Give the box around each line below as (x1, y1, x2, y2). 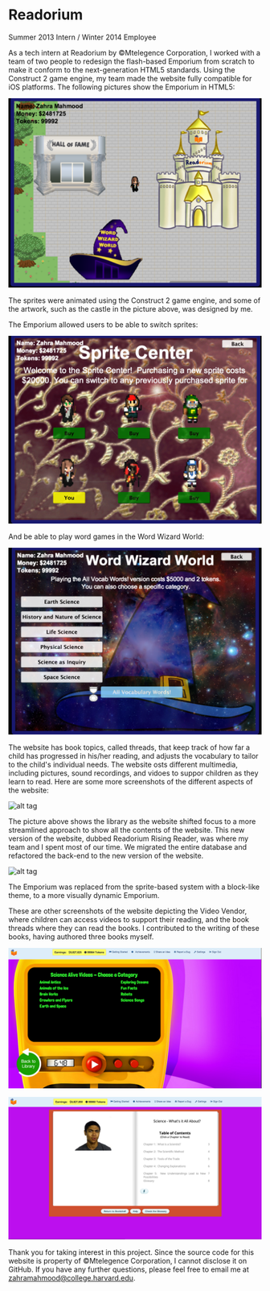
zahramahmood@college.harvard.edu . (8, 1272, 136, 1282)
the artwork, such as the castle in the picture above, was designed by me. (8, 304, 253, 314)
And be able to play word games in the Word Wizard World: (8, 532, 205, 541)
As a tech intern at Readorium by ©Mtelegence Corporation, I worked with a (8, 48, 261, 57)
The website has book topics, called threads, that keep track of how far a (8, 743, 251, 752)
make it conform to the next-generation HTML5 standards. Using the (8, 64, 235, 74)
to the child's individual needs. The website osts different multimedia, (8, 759, 239, 769)
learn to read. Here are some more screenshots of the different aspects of (8, 776, 253, 786)
